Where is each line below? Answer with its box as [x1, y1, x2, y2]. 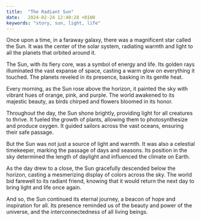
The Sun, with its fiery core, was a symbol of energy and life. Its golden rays [6, 61, 195, 68]
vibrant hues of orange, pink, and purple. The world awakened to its [6, 91, 175, 99]
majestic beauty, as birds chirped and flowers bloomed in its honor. [6, 98, 173, 105]
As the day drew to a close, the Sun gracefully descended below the [6, 165, 176, 172]
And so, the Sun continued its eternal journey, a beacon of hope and [6, 196, 176, 203]
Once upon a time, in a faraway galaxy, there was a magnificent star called [6, 37, 191, 44]
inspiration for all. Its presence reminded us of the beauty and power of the [6, 202, 193, 209]
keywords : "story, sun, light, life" [6, 20, 101, 26]
